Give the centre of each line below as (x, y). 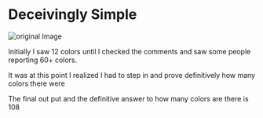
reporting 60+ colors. (43, 60)
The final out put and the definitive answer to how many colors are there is (128, 98)
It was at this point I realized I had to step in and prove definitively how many (132, 75)
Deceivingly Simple (73, 15)
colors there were (37, 83)
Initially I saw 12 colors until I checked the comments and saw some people (130, 51)
